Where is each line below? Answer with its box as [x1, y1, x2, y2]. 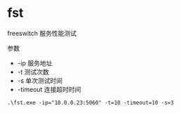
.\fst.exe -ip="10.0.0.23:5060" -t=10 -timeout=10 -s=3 [7, 99, 174, 106]
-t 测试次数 [17, 67, 49, 76]
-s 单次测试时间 [17, 76, 63, 85]
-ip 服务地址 [17, 58, 53, 67]
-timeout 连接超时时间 [17, 85, 81, 93]
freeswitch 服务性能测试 [7, 29, 77, 37]
